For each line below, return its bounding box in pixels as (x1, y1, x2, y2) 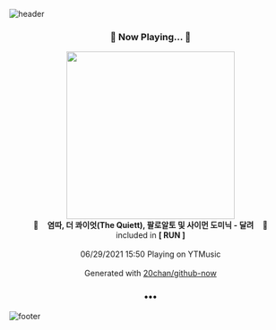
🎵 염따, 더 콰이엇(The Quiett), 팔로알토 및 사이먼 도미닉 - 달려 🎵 (32, 220, 269, 231)
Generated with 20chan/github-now (84, 268, 217, 279)
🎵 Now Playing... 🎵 (109, 30, 192, 43)
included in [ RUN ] (116, 230, 185, 241)
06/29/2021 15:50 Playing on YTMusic (80, 249, 221, 259)
